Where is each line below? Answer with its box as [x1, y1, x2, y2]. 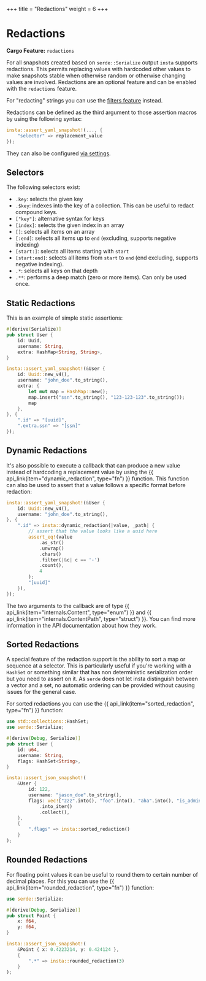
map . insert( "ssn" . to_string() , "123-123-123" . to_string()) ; [28, 394, 185, 401]
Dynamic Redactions [6, 445, 88, 456]
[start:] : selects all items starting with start [15, 248, 129, 255]
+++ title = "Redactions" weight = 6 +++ [6, 6, 109, 12]
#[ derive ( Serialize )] [6, 326, 62, 333]
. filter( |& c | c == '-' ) [39, 556, 100, 563]
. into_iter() [39, 803, 72, 809]
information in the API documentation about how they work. [6, 621, 157, 629]
